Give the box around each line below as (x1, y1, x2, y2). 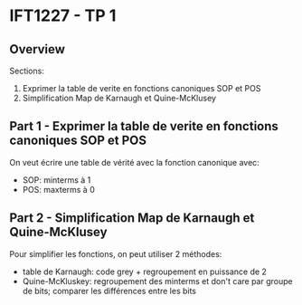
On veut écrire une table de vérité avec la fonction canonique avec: (9, 157, 260, 167)
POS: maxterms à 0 (22, 184, 95, 195)
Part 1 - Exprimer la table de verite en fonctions (9, 119, 278, 134)
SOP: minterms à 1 (22, 174, 91, 186)
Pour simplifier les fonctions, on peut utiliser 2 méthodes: (9, 248, 222, 259)
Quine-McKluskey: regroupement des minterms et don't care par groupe (22, 275, 293, 286)
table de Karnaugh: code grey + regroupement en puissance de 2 (22, 266, 267, 277)
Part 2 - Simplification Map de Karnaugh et (9, 210, 255, 226)
